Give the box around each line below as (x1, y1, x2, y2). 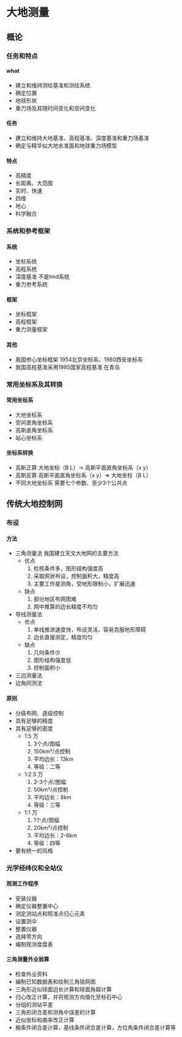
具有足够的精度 (15, 717, 53, 724)
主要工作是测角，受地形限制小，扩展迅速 (33, 580, 136, 587)
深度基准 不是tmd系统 (15, 273, 70, 280)
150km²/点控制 (33, 747, 71, 755)
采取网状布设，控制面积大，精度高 (33, 573, 120, 580)
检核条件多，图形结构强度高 (33, 565, 104, 572)
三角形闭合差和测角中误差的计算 (15, 1009, 96, 1016)
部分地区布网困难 (33, 595, 77, 603)
